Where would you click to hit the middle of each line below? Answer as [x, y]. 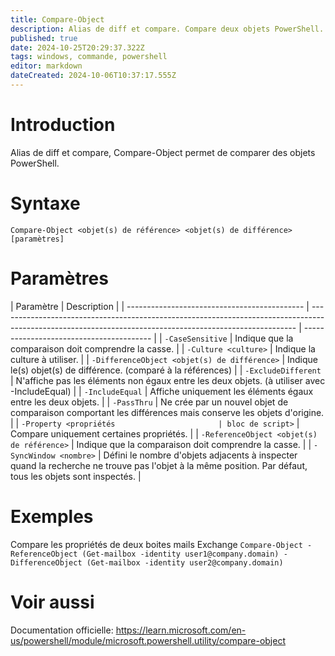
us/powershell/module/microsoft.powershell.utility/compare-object [148, 640]
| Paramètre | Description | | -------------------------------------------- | [160, 306]
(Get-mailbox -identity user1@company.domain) [180, 554]
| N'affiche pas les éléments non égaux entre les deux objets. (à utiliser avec [168, 380]
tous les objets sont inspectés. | [76, 476]
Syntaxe [45, 203]
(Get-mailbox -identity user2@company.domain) [185, 562]
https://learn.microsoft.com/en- [181, 630]
